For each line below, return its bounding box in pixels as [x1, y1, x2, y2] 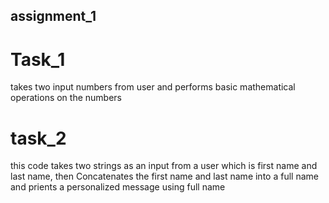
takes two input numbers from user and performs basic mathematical [10, 81, 296, 93]
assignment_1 [10, 8, 97, 25]
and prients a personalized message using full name [10, 181, 226, 193]
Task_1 [10, 48, 66, 71]
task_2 [10, 127, 67, 149]
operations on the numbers [10, 92, 122, 104]
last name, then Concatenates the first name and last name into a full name [10, 170, 319, 183]
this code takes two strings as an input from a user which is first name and [10, 160, 318, 172]
